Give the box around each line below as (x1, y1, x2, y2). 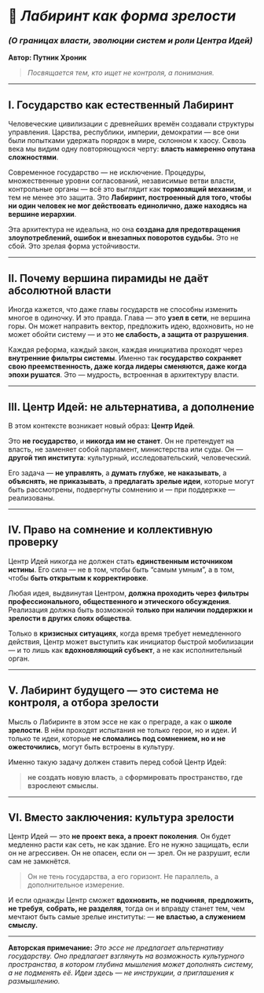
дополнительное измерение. (27, 880, 125, 890)
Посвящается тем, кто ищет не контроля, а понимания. (27, 68, 214, 78)
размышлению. (8, 977, 60, 986)
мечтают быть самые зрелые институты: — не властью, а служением (8, 912, 246, 922)
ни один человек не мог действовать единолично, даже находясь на (8, 201, 247, 211)
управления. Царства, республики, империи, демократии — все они (8, 127, 240, 137)
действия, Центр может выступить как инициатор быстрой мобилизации (8, 636, 254, 647)
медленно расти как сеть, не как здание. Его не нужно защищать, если (8, 840, 249, 849)
